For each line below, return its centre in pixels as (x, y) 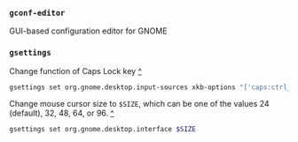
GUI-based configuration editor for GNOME (88, 31)
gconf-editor (37, 13)
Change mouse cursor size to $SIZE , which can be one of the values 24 (139, 104)
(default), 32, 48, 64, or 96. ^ (62, 113)
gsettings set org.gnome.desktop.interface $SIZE (103, 130)
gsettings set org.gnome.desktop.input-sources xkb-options (123, 87)
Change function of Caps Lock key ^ (75, 71)
